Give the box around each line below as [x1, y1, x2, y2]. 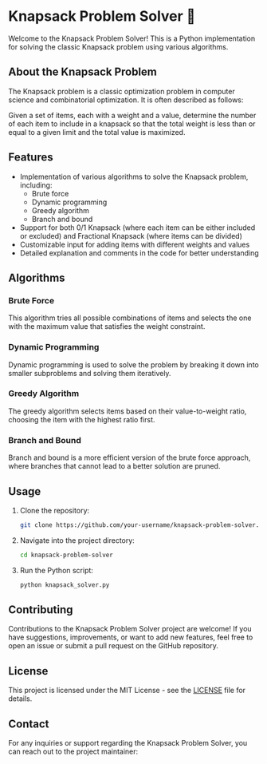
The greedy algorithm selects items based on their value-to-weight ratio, [8, 406, 247, 416]
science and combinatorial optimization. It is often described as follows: [8, 95, 244, 105]
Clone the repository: [19, 505, 90, 515]
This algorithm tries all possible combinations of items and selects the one [8, 313, 252, 323]
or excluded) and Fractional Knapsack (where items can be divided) [19, 231, 243, 240]
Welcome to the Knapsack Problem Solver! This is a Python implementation [8, 34, 256, 43]
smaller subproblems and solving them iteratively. [8, 368, 171, 378]
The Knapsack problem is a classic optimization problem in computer [8, 86, 235, 96]
